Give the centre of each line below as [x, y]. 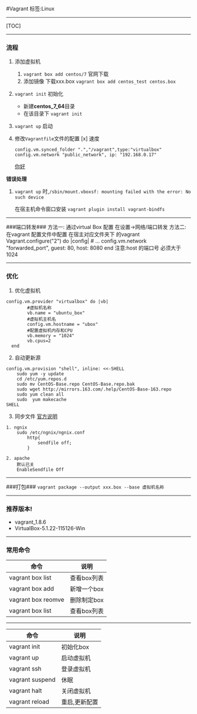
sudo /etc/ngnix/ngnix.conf [51, 432]
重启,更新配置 [80, 702]
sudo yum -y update [40, 374]
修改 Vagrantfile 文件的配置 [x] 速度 [57, 139]
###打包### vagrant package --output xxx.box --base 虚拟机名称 [85, 487]
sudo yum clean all [40, 394]
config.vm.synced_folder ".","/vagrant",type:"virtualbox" [88, 150]
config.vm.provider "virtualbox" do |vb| [57, 301]
